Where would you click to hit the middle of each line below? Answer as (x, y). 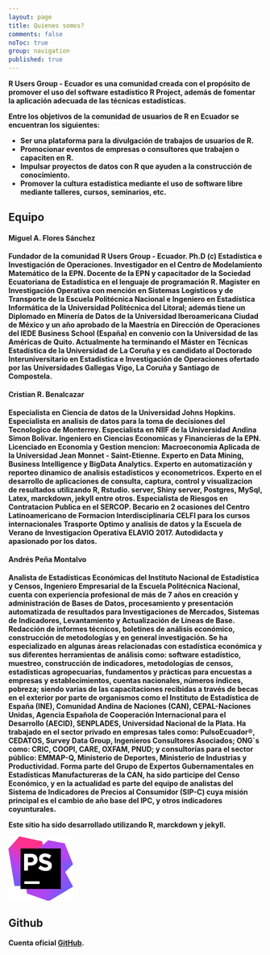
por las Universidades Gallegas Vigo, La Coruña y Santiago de (114, 367)
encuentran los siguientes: (54, 125)
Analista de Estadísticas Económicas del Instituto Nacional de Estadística (134, 578)
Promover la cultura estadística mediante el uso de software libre (131, 183)
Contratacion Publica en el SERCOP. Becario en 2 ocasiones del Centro (129, 507)
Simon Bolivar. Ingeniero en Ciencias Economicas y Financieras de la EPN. (135, 438)
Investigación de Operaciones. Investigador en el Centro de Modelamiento (135, 264)
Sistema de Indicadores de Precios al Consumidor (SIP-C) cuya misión (128, 792)
